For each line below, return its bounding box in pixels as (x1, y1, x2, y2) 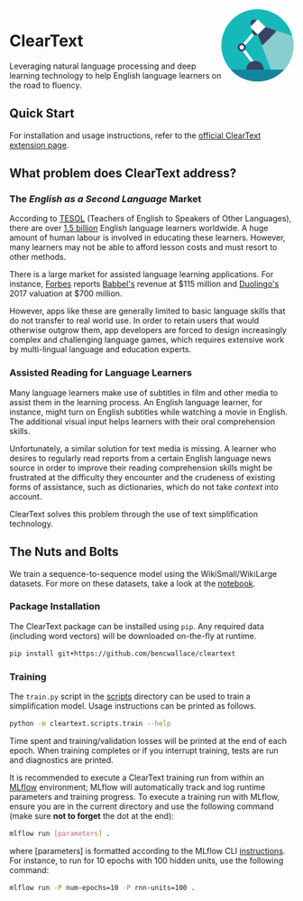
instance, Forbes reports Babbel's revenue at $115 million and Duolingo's (9, 279, 280, 290)
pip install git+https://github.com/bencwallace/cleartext (9, 649, 236, 658)
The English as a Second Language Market (9, 193, 202, 206)
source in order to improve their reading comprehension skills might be (9, 462, 273, 473)
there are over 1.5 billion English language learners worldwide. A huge (9, 223, 269, 234)
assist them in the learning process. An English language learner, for (9, 396, 263, 407)
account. (9, 491, 42, 502)
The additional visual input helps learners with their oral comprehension (9, 415, 276, 427)
